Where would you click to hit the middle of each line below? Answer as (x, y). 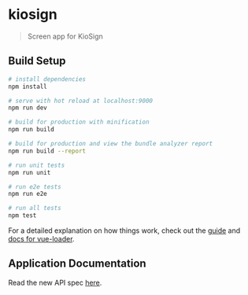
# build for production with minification (79, 122)
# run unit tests (37, 165)
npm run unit (30, 172)
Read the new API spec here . (55, 282)
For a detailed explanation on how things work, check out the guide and (124, 230)
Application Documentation (78, 264)
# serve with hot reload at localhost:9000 (81, 101)
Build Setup (37, 61)
